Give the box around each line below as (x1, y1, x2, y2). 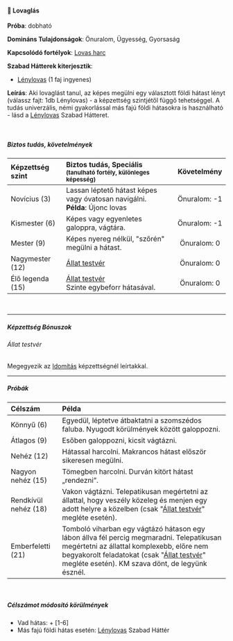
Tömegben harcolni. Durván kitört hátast (62, 466, 193, 476)
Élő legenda (10, 274, 49, 284)
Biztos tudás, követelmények (7, 140, 93, 148)
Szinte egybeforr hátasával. (65, 282, 156, 292)
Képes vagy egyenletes (65, 214, 142, 224)
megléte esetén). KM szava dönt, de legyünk (62, 558, 207, 568)
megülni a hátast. (65, 243, 122, 253)
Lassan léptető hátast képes (65, 185, 157, 195)
